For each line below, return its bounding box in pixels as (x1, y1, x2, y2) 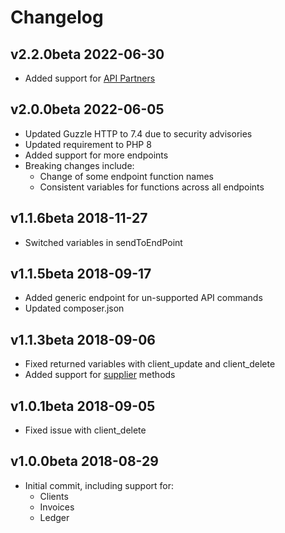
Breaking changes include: (24, 159, 135, 171)
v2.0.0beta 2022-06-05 (10, 101, 165, 118)
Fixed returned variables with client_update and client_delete (24, 358, 276, 370)
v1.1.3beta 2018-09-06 (10, 331, 156, 348)
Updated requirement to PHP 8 (24, 138, 152, 150)
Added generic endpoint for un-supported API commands (24, 292, 263, 304)
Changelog (10, 6, 104, 29)
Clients (39, 490, 69, 502)
